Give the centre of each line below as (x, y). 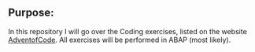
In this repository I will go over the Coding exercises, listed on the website (128, 31)
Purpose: (31, 13)
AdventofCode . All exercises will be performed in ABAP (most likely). (120, 40)
